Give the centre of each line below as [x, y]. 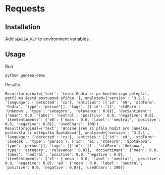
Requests [25, 9]
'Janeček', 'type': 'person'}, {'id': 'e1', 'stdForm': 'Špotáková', [79, 141]
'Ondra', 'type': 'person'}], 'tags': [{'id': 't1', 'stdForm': [73, 107]
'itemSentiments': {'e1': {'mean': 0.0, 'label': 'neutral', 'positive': [83, 159]
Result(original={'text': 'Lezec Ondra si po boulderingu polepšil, [77, 94]
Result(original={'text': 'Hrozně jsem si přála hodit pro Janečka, [77, 128]
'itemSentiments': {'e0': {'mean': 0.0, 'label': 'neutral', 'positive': [83, 119]
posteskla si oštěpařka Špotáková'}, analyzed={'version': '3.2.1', [77, 133]
